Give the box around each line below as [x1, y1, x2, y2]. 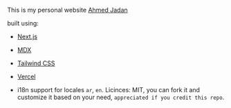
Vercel [17, 72, 36, 80]
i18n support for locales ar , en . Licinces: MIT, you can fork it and [17, 86, 201, 94]
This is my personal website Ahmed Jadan [7, 6, 128, 14]
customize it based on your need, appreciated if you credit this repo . [17, 93, 225, 101]
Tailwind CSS [17, 59, 55, 67]
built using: [7, 19, 39, 27]
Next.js [17, 32, 38, 41]
